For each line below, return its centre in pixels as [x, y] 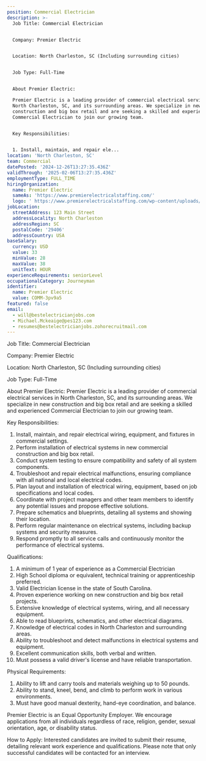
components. [32, 467]
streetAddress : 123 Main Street [54, 212]
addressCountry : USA [39, 235]
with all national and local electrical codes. [69, 480]
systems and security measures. [57, 532]
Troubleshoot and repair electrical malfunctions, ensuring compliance [103, 474]
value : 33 [25, 253]
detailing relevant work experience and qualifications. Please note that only [101, 746]
